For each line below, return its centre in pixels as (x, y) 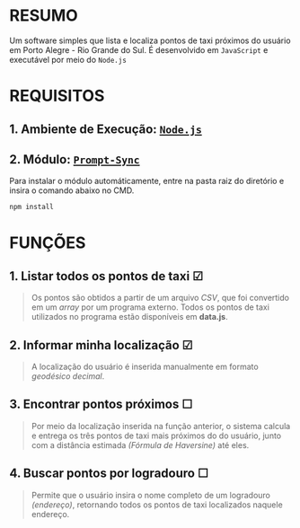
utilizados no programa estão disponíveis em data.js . (129, 317)
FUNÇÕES (48, 243)
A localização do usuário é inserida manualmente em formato (145, 367)
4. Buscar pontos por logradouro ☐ (109, 474)
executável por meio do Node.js (68, 59)
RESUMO (44, 16)
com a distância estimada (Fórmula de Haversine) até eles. (140, 444)
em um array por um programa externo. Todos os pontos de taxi (150, 307)
